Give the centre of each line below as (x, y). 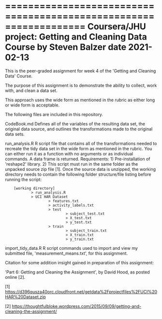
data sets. (15, 134)
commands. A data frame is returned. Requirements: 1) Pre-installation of (78, 159)
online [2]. (15, 277)
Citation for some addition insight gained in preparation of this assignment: (79, 262)
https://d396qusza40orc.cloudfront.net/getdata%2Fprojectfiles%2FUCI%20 (81, 291)
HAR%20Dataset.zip (25, 297)
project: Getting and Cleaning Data (76, 37)
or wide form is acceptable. (32, 105)
